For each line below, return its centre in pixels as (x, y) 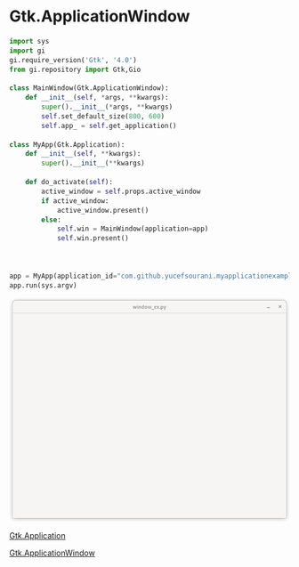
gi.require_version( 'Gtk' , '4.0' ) (73, 60)
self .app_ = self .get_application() (109, 126)
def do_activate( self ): (69, 182)
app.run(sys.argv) (43, 285)
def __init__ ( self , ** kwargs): (83, 154)
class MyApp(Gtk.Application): (67, 144)
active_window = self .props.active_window (121, 191)
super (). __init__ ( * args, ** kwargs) (107, 107)
